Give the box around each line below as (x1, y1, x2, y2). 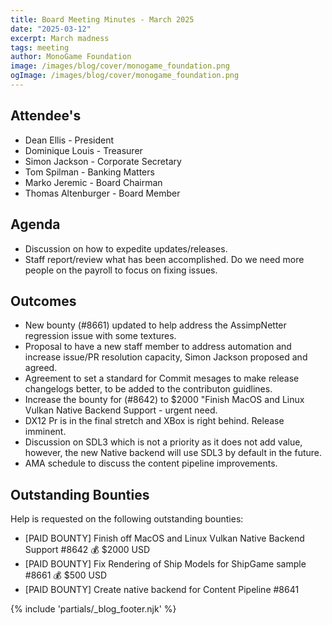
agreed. (24, 362, 58, 374)
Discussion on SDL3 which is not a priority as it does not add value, (24, 436, 303, 448)
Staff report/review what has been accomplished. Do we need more (24, 253, 305, 265)
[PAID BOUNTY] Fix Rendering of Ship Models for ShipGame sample (24, 558, 307, 570)
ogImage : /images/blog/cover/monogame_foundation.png (10, 71, 240, 81)
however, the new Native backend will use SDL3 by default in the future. (24, 447, 323, 459)
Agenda (10, 216, 61, 233)
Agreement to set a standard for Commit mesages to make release (24, 372, 300, 385)
